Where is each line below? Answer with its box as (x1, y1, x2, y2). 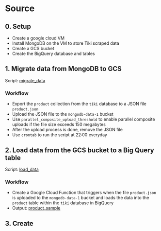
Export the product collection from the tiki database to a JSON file (12, 101, 146, 107)
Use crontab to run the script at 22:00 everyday (12, 132, 108, 138)
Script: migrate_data (5, 77, 46, 83)
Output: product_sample (12, 205, 61, 211)
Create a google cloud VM (12, 35, 64, 41)
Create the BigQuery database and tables (12, 51, 95, 56)
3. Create (5, 219, 33, 228)
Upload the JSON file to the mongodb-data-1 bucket (12, 111, 114, 117)
